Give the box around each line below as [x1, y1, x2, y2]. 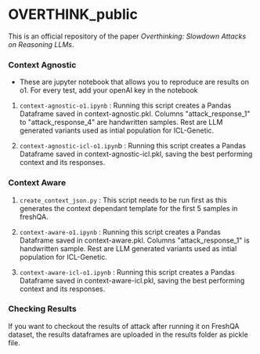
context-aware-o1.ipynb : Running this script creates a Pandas [19, 227, 221, 236]
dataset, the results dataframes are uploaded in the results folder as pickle [8, 330, 248, 339]
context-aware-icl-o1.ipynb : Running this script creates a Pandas [19, 267, 235, 276]
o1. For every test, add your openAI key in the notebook [19, 86, 198, 95]
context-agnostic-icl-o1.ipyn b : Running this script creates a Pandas [19, 141, 247, 151]
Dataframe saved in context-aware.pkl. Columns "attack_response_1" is [19, 235, 250, 245]
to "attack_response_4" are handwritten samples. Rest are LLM [19, 118, 223, 127]
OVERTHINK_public [8, 5, 139, 24]
